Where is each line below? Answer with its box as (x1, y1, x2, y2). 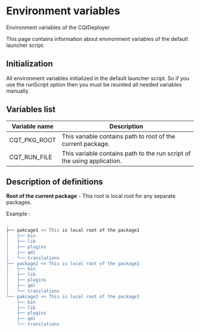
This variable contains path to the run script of (61, 149, 191, 157)
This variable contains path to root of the (61, 132, 176, 140)
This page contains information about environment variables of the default (6, 35, 189, 42)
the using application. (61, 156, 122, 165)
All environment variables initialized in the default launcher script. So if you (6, 74, 189, 81)
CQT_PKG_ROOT (9, 135, 57, 144)
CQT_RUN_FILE (9, 153, 52, 161)
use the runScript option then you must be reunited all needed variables (6, 81, 183, 88)
